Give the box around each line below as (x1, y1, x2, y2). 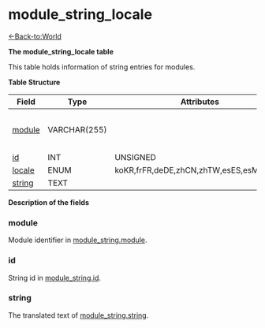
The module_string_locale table (8, 47, 114, 56)
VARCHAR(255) (47, 124, 107, 135)
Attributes (180, 96, 219, 107)
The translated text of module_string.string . (8, 310, 149, 320)
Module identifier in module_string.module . (8, 235, 147, 245)
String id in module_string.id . (8, 273, 101, 282)
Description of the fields (8, 197, 89, 207)
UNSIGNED (114, 151, 156, 162)
